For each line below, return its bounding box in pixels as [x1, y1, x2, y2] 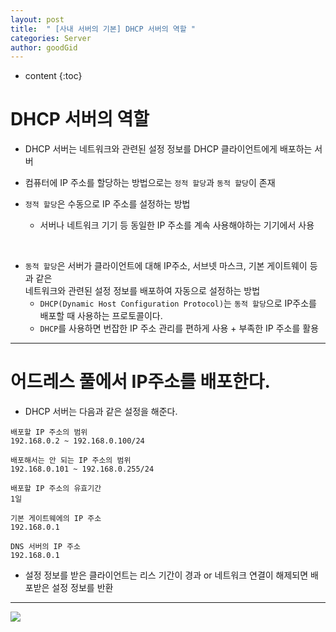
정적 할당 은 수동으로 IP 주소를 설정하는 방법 [24, 198, 191, 210]
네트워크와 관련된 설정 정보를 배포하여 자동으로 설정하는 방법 [24, 285, 261, 297]
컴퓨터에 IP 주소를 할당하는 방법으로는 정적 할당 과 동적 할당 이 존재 [24, 177, 276, 189]
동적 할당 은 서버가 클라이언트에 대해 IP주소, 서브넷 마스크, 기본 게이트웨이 [24, 260, 308, 272]
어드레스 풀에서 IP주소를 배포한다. [10, 371, 271, 393]
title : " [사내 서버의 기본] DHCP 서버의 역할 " [10, 24, 196, 34]
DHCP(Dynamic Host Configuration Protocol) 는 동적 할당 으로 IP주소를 [39, 297, 317, 310]
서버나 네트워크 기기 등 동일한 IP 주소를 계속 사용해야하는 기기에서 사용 [39, 219, 315, 231]
